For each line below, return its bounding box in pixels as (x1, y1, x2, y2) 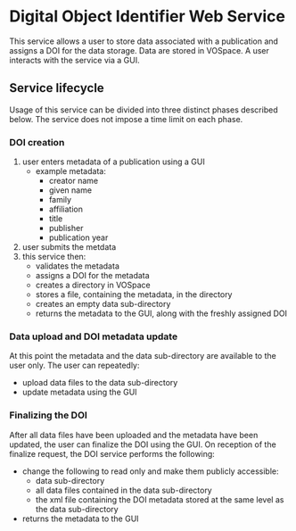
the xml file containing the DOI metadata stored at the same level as (35, 494, 284, 505)
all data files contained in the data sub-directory (35, 485, 212, 495)
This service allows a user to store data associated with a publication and (9, 36, 279, 46)
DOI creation (9, 136, 65, 148)
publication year (48, 232, 109, 243)
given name (48, 185, 92, 195)
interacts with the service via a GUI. (9, 54, 140, 65)
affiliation (48, 203, 83, 215)
